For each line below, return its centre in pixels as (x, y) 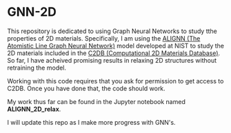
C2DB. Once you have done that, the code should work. (86, 88)
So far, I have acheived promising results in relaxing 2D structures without (112, 60)
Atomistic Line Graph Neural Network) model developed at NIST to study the (116, 45)
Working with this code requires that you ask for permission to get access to (115, 81)
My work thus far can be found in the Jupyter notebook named (97, 101)
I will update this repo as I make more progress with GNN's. (91, 122)
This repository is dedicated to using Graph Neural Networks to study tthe (112, 31)
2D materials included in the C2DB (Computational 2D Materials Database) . (114, 53)
